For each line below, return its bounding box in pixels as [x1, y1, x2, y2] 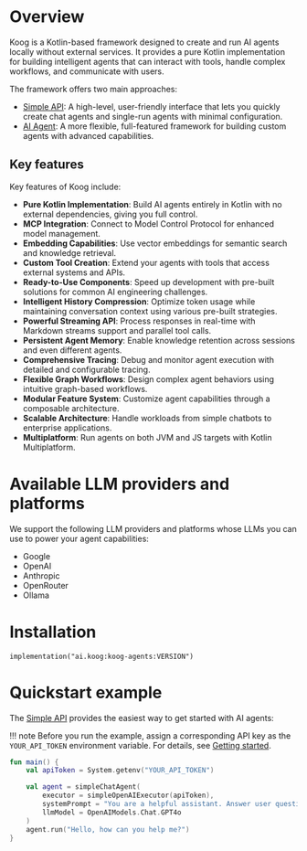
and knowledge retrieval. [22, 247, 117, 258]
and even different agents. [22, 345, 122, 356]
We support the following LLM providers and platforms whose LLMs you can [9, 523, 297, 534]
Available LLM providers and [9, 473, 230, 495]
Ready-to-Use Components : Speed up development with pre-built [22, 276, 275, 287]
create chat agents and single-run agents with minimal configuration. [22, 111, 283, 122]
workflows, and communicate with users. [9, 66, 164, 77]
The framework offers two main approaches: [9, 83, 178, 94]
